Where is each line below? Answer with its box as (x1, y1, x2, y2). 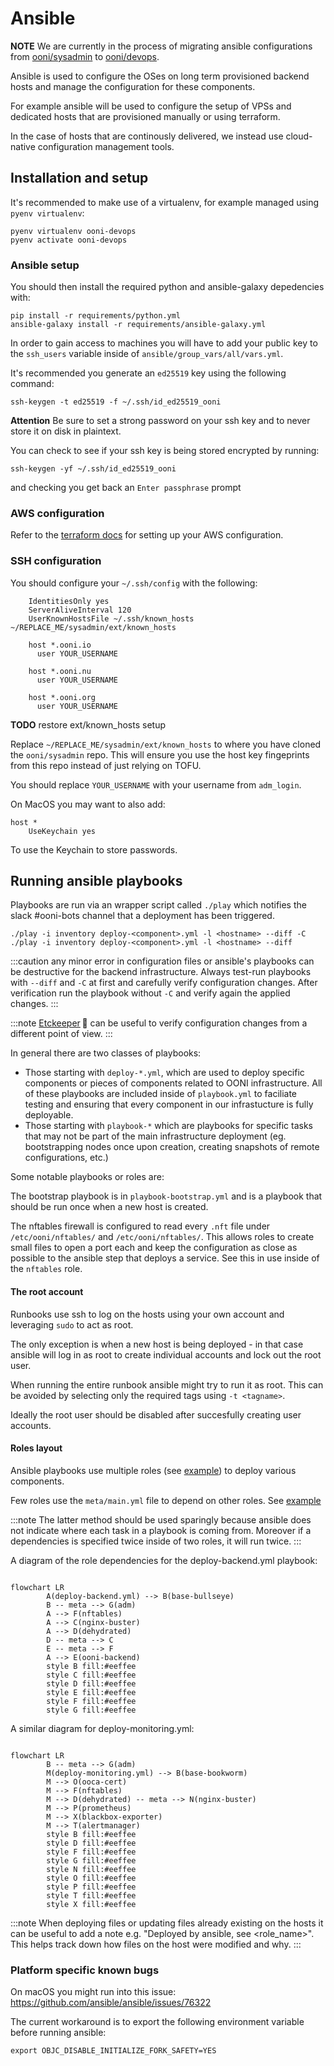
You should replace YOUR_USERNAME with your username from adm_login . (10, 778, 302, 791)
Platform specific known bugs (10, 1963, 160, 1977)
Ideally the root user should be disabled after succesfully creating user (10, 1408, 302, 1421)
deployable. (24, 1109, 74, 1121)
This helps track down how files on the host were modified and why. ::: (10, 1938, 302, 1950)
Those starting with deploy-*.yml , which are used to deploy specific (24, 1067, 305, 1079)
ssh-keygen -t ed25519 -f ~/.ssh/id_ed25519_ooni (10, 397, 222, 407)
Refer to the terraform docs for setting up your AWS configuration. (10, 529, 284, 541)
